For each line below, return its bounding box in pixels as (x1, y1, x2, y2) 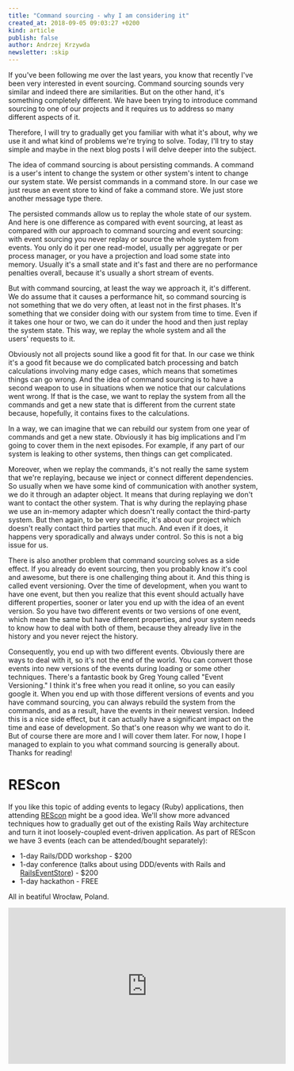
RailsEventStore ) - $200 (19, 868, 99, 877)
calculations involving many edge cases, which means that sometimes (8, 367, 238, 375)
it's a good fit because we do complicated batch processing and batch (8, 358, 239, 367)
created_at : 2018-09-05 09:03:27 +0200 (8, 19, 140, 27)
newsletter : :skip (8, 48, 69, 56)
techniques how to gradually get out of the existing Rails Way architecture (8, 819, 250, 828)
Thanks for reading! (8, 748, 73, 758)
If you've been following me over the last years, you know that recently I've (8, 71, 254, 79)
